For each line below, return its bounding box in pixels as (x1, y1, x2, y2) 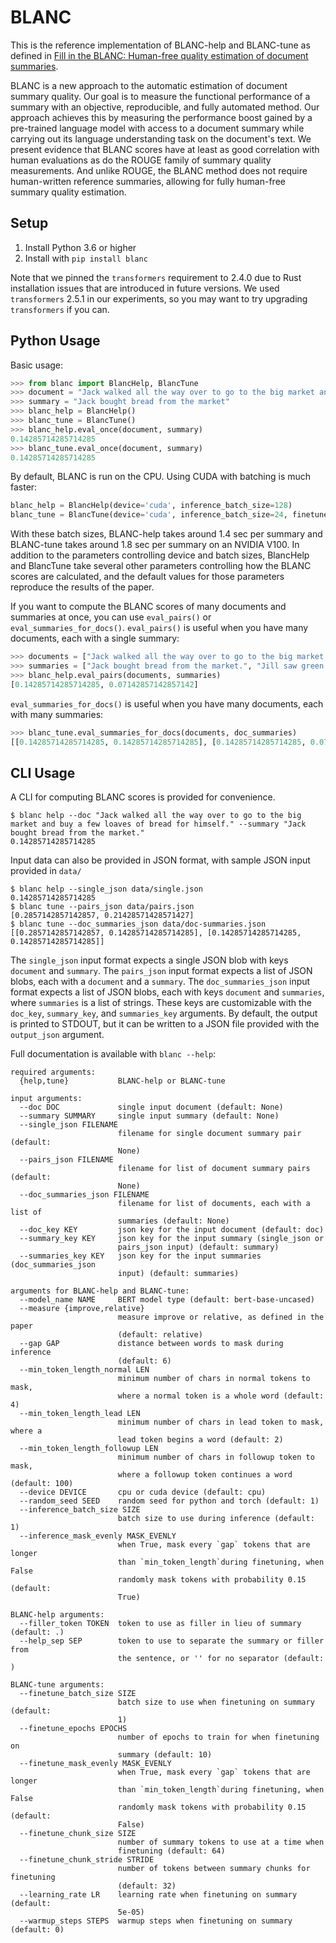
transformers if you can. (10, 303, 110, 315)
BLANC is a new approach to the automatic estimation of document (10, 79, 288, 91)
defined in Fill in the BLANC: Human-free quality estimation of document (10, 49, 309, 61)
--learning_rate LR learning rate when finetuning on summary (19, 1890, 298, 1900)
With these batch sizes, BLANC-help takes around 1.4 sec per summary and (10, 528, 323, 540)
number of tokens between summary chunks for (117, 1864, 311, 1874)
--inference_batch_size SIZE (19, 1505, 141, 1515)
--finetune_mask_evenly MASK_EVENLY (19, 1759, 172, 1769)
